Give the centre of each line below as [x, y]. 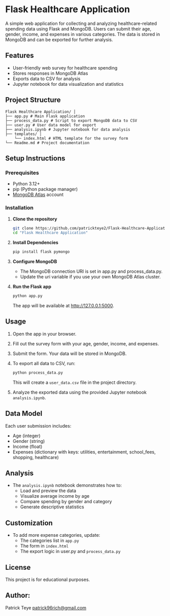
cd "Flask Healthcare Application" [50, 233]
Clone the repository [35, 219]
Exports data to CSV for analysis [46, 78]
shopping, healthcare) [36, 457]
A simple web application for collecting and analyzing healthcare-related [81, 23]
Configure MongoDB [35, 262]
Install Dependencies [35, 243]
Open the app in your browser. [44, 334]
